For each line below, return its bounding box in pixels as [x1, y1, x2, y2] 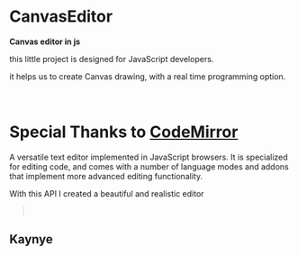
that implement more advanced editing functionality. [9, 170, 203, 181]
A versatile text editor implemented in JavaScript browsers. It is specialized [9, 151, 288, 162]
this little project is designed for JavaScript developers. [9, 53, 214, 64]
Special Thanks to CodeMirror [9, 122, 239, 142]
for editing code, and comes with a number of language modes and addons [9, 160, 290, 172]
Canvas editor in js [9, 36, 81, 47]
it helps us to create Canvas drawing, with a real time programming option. [9, 70, 286, 82]
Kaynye [9, 232, 54, 247]
